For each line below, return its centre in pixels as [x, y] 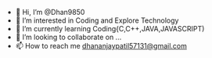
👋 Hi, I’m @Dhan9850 [50, 12]
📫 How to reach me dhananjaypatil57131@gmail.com [101, 46]
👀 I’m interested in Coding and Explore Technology [97, 20]
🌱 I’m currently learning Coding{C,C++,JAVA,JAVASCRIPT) [110, 29]
